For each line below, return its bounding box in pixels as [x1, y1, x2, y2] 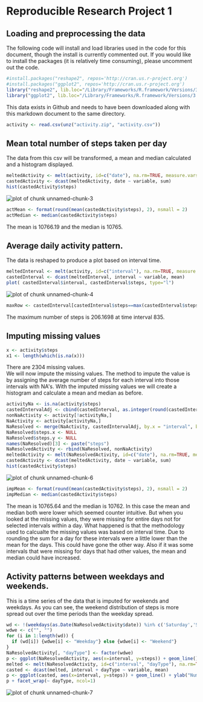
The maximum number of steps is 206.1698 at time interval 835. [6, 313, 165, 321]
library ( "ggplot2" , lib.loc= [6, 92, 80, 98]
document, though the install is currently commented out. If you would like [6, 51, 192, 58]
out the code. [6, 64, 40, 71]
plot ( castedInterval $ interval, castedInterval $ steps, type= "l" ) [6, 280, 174, 286]
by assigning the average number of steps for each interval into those [6, 376, 180, 384]
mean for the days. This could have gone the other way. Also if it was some [6, 541, 193, 548]
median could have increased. [6, 553, 82, 561]
